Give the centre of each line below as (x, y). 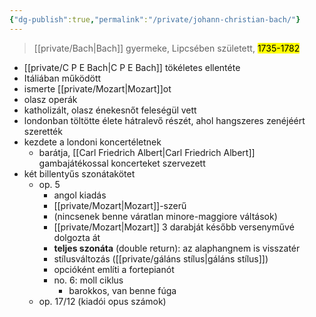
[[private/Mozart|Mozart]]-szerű (120, 205)
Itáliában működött (62, 78)
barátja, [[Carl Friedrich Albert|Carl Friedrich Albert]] (147, 152)
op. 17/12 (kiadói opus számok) (102, 301)
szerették (43, 131)
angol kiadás (80, 195)
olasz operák (50, 99)
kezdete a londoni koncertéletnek (92, 142)
